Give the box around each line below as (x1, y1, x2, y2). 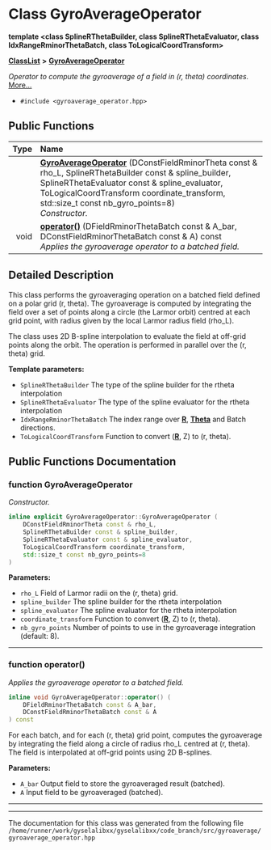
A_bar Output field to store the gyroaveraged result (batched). (19, 779, 226, 789)
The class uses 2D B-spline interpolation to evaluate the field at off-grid (8, 331, 246, 340)
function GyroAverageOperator (8, 479, 133, 490)
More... (8, 80, 32, 90)
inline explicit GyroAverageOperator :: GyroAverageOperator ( (8, 513, 219, 522)
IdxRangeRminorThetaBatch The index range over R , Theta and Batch (19, 414, 247, 424)
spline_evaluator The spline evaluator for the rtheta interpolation (19, 606, 237, 615)
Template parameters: (8, 364, 85, 374)
